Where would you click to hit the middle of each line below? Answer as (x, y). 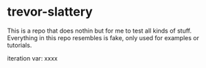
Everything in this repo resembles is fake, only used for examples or (103, 37)
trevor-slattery (50, 12)
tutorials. (20, 45)
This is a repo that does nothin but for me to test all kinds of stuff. (100, 31)
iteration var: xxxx (33, 58)
